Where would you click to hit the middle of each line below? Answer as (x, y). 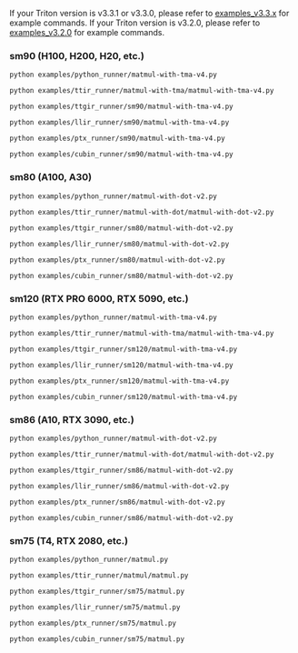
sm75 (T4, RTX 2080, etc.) (69, 541)
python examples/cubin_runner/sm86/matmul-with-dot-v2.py (121, 518)
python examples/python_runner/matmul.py (89, 560)
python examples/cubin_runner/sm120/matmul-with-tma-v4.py (124, 397)
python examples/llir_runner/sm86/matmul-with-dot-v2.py (119, 487)
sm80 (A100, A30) (51, 177)
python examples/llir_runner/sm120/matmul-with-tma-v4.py (121, 365)
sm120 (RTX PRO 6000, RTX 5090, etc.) (99, 298)
